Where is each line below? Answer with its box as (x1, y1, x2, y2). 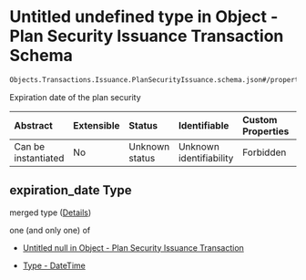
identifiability (178, 151, 234, 164)
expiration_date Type (9, 182, 132, 198)
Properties (242, 125, 290, 138)
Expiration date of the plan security (9, 91, 141, 102)
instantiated (14, 151, 65, 164)
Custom (242, 113, 278, 126)
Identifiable (178, 119, 229, 131)
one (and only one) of (9, 224, 91, 235)
